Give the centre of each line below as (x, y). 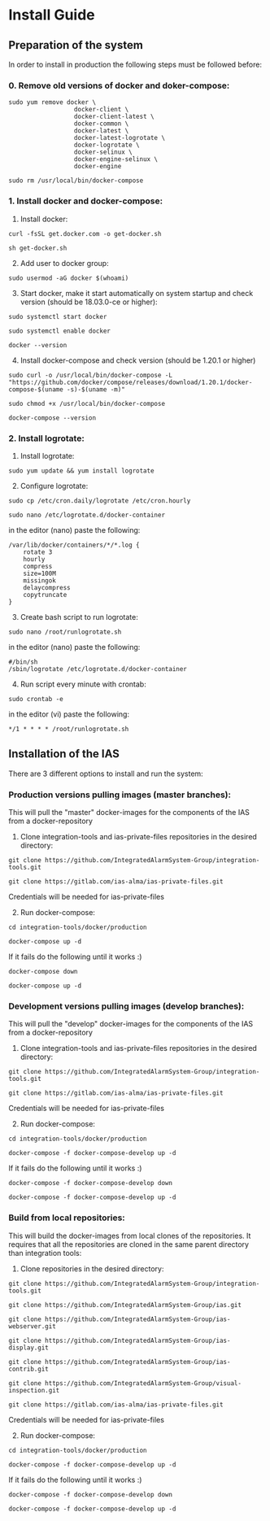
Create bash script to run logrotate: (79, 617)
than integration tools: (45, 1253)
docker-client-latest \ (114, 117)
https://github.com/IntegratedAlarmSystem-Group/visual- (143, 1383)
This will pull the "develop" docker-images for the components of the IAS (131, 1024)
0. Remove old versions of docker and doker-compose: (119, 85)
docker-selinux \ (103, 152)
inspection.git (34, 1390)
